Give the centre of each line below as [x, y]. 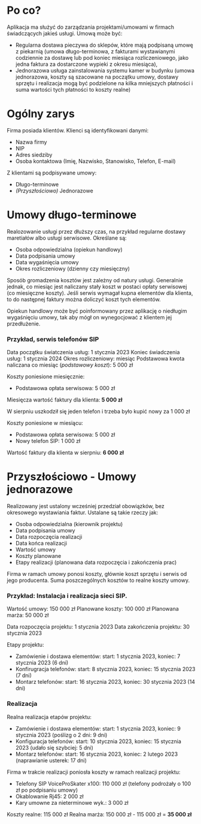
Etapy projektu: [25, 645]
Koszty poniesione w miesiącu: [45, 423]
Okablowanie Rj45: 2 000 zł [49, 796]
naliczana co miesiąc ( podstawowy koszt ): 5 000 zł [70, 365]
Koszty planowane [38, 556]
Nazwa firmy [31, 142]
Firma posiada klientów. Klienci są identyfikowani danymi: [78, 130]
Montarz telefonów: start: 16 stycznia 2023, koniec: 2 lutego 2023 [97, 754]
